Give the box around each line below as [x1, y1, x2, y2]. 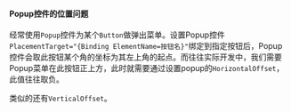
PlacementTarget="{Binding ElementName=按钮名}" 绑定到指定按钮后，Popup [9, 41, 283, 52]
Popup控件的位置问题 [9, 8, 89, 19]
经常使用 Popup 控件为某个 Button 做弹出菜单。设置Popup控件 [9, 29, 225, 40]
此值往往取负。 [9, 74, 64, 84]
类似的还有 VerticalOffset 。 [9, 93, 113, 104]
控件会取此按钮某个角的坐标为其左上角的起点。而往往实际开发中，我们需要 [9, 52, 282, 62]
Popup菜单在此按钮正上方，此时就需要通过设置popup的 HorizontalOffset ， [9, 63, 285, 74]
